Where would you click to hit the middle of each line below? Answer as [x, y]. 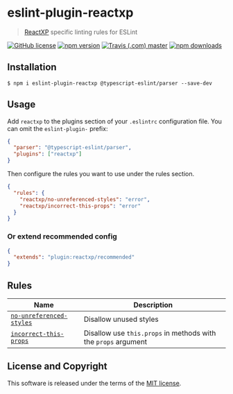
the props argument [115, 342]
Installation [32, 67]
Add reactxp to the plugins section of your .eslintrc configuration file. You [114, 121]
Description [153, 305]
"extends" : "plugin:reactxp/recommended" [74, 257]
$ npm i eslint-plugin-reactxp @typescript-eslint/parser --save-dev [110, 83]
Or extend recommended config [62, 237]
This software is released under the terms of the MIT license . [94, 383]
